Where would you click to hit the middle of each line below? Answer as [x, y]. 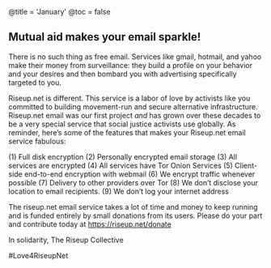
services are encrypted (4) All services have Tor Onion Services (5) [121, 165]
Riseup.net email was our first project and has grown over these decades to [135, 115]
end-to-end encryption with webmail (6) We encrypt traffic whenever [140, 174]
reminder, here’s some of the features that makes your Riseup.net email [127, 132]
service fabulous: [37, 141]
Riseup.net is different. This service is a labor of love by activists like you [129, 98]
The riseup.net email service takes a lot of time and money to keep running [133, 206]
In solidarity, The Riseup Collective [66, 240]
